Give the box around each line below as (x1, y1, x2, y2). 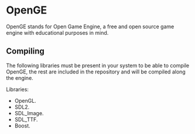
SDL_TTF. (14, 116, 38, 123)
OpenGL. (14, 97, 36, 104)
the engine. (6, 74, 33, 81)
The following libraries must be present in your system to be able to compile (6, 62, 190, 69)
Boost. (14, 122, 30, 129)
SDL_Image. (14, 109, 44, 116)
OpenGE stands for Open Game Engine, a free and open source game (6, 23, 175, 30)
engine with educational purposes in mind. (6, 29, 109, 36)
